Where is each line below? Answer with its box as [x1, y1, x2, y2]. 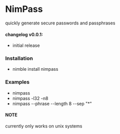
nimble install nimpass [12, 66, 58, 72]
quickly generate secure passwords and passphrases [5, 20, 115, 26]
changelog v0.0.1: [5, 31, 43, 37]
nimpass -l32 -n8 [12, 95, 48, 101]
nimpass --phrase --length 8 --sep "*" [12, 101, 92, 107]
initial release [12, 42, 40, 48]
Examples [5, 79, 30, 86]
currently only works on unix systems [5, 123, 82, 129]
